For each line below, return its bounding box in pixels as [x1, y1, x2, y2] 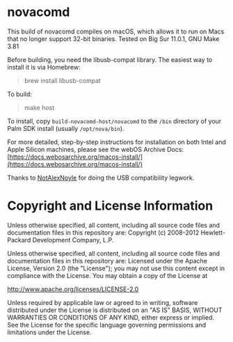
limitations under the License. [7, 328, 92, 336]
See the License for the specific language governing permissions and [7, 320, 207, 329]
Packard [7, 235, 31, 244]
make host [24, 103, 55, 111]
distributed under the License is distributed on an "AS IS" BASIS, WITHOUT [7, 306, 223, 314]
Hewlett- [200, 228, 226, 237]
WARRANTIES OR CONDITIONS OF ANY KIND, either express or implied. [7, 313, 214, 321]
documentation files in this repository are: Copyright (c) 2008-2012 [7, 228, 200, 237]
